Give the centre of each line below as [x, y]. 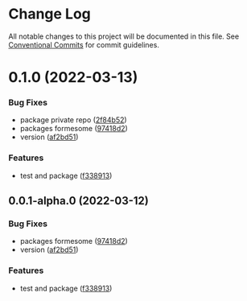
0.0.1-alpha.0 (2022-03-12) [78, 201]
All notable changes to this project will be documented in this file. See [124, 36]
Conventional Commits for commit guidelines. [84, 44]
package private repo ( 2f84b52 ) [73, 120]
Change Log [49, 14]
